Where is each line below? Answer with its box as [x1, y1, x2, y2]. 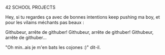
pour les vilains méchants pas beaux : [5, 20, 84, 25]
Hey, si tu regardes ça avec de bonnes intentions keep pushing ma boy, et [5, 14, 160, 20]
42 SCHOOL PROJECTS [5, 5, 56, 10]
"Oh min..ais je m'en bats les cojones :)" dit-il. [5, 44, 101, 50]
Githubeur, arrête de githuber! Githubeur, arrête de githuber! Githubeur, [5, 29, 154, 35]
